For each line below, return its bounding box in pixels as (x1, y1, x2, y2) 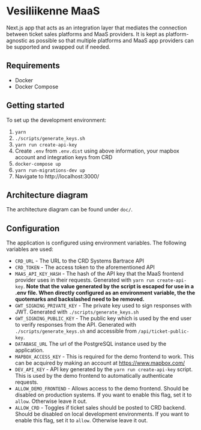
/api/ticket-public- (137, 329, 190, 335)
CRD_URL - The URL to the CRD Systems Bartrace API (14, 257, 145, 265)
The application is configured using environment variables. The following (6, 239, 187, 247)
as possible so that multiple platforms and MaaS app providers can (29, 37, 194, 44)
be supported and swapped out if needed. (6, 43, 111, 50)
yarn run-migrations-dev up (14, 167, 85, 174)
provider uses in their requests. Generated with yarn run (14, 276, 155, 283)
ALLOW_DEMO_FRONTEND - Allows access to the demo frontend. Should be (14, 385, 189, 392)
